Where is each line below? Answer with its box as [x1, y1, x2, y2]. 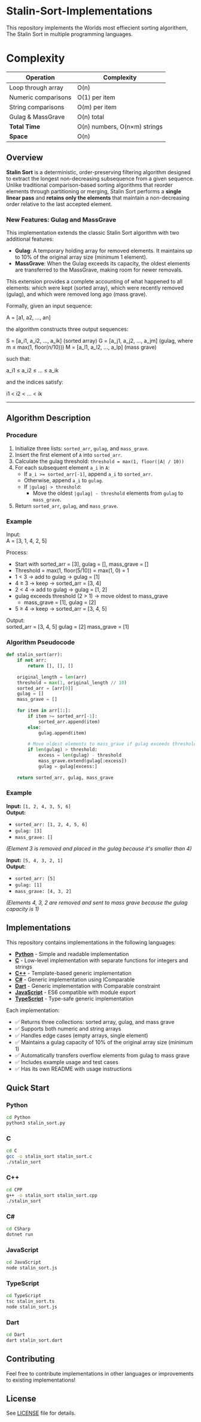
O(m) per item [77, 103, 117, 111]
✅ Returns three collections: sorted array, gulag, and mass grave [14, 1018, 175, 1025]
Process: [6, 548, 28, 556]
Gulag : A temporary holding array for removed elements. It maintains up [14, 247, 193, 254]
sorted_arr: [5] [14, 876, 56, 882]
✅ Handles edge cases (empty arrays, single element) [14, 1032, 148, 1039]
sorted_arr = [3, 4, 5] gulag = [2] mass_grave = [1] [6, 623, 130, 630]
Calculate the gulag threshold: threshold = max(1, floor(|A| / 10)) [14, 458, 184, 465]
